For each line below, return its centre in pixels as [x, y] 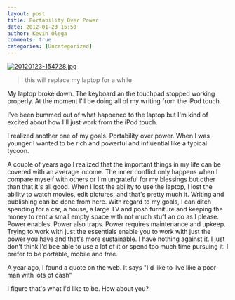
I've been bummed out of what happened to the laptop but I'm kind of [108, 115]
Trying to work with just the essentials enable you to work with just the [109, 231]
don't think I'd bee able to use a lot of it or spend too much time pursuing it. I [118, 246]
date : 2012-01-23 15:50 [42, 27]
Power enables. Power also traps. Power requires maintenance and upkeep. [116, 224]
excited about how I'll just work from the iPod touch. [82, 122]
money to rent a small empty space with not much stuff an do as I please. [113, 216]
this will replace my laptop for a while [78, 80]
